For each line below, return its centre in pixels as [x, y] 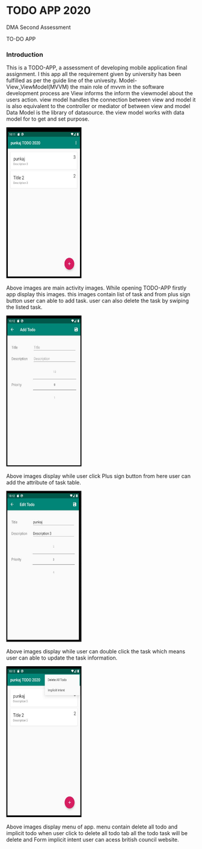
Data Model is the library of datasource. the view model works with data [95, 113]
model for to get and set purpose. [48, 119]
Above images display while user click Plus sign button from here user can [99, 476]
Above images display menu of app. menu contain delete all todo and [92, 827]
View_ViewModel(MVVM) [38, 87]
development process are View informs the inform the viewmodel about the [100, 94]
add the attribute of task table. [44, 483]
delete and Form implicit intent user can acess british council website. [93, 840]
